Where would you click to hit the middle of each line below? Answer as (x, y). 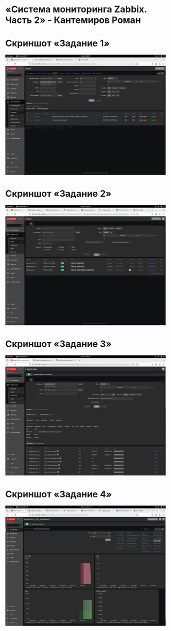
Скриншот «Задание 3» (59, 344)
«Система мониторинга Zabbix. (76, 9)
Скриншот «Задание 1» (58, 43)
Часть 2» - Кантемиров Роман (73, 20)
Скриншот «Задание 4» (59, 494)
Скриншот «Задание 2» (59, 194)
